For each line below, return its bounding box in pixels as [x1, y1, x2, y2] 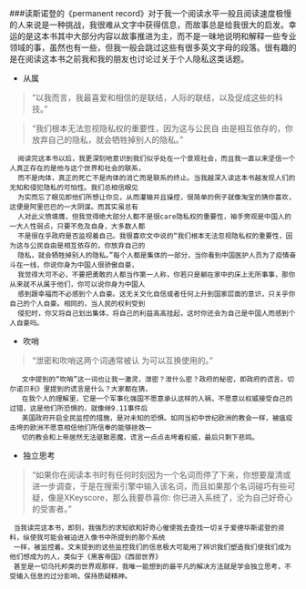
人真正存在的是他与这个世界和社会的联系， [9, 164, 146, 173]
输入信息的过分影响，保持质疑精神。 [15, 572, 132, 581]
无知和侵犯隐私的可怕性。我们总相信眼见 [9, 183, 138, 192]
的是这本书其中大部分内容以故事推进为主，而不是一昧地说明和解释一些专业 [16, 31, 297, 41]
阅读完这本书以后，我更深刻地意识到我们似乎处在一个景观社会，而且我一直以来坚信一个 [17, 154, 296, 163]
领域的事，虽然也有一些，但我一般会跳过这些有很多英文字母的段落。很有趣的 [9, 42, 297, 53]
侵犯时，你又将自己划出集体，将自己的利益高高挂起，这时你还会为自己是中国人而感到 [17, 309, 289, 318]
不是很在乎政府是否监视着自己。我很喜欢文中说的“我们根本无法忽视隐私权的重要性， [17, 231, 287, 240]
